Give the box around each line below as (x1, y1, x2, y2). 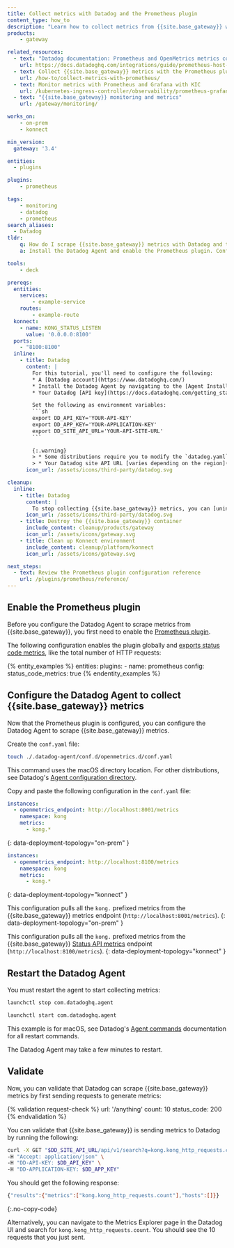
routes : (19, 305, 42, 312)
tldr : (7, 235, 23, 242)
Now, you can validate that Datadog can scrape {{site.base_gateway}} (7, 1084, 209, 1092)
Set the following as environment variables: (32, 402, 167, 409)
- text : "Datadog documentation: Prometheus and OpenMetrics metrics (13, 55, 219, 63)
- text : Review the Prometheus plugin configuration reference (13, 569, 201, 577)
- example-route (32, 311, 79, 318)
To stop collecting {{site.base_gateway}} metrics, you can (32, 505, 210, 512)
